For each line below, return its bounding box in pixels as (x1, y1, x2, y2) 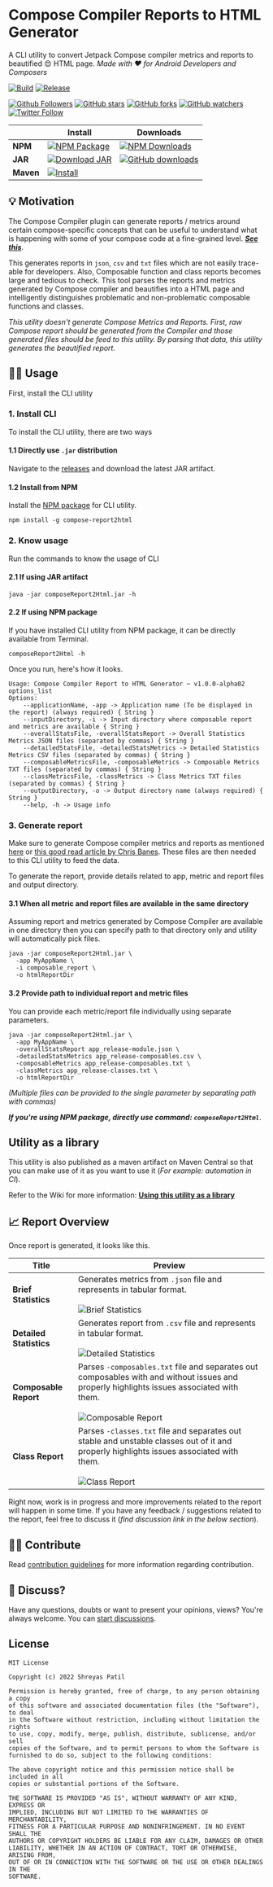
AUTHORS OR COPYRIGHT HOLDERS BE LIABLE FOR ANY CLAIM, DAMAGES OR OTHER (8, 1837, 264, 1845)
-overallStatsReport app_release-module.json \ (15, 1044, 180, 1053)
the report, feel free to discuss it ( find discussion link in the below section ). (8, 1514, 259, 1524)
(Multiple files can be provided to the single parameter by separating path (8, 1088, 257, 1097)
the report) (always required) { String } (8, 708, 154, 716)
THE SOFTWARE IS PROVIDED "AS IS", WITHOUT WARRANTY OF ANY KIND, (8, 1793, 238, 1802)
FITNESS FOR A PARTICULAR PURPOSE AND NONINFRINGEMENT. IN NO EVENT (8, 1822, 245, 1831)
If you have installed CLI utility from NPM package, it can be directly (8, 625, 236, 635)
